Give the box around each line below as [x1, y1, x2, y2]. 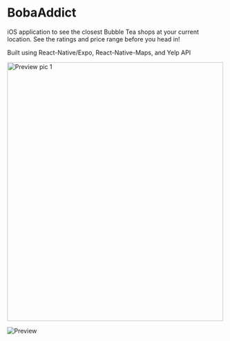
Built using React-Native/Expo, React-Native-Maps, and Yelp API [7, 48, 191, 57]
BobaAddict [7, 5, 77, 21]
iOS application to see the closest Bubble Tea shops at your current [7, 28, 199, 36]
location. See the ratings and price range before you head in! [7, 35, 180, 43]
